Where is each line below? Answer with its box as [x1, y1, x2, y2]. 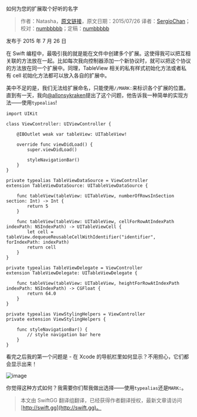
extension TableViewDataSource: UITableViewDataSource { [6, 183, 148, 189]
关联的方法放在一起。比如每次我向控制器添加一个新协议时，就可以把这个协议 [6, 58, 191, 64]
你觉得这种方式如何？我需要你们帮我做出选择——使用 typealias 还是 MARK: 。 [6, 384, 187, 391]
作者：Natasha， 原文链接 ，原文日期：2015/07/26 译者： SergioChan [20, 18, 186, 25]
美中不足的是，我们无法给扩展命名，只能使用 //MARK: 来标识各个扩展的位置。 [6, 85, 189, 91]
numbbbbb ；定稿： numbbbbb [36, 25, 110, 32]
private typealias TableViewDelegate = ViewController [6, 265, 143, 271]
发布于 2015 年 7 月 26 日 [6, 38, 67, 44]
